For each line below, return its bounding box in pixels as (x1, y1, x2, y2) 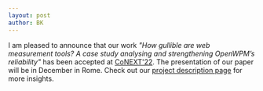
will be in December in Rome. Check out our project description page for (8, 65, 243, 75)
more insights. (8, 74, 54, 83)
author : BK (8, 19, 44, 27)
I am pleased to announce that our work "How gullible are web (8, 40, 210, 49)
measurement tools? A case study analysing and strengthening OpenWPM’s (8, 49, 255, 58)
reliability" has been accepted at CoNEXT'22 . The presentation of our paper (8, 56, 254, 67)
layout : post (8, 11, 51, 20)
